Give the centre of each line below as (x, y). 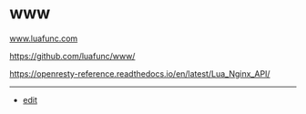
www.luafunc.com (44, 38)
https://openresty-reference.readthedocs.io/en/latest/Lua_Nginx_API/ (140, 73)
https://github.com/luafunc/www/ (72, 56)
